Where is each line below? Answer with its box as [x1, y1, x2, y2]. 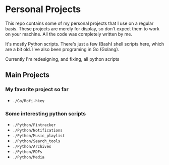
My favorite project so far [5, 86, 69, 93]
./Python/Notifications [12, 128, 63, 133]
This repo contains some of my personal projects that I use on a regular [5, 20, 154, 26]
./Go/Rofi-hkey [12, 98, 45, 103]
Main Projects [5, 71, 49, 79]
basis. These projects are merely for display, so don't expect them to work [5, 25, 160, 31]
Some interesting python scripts [5, 110, 86, 117]
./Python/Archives [12, 144, 51, 149]
